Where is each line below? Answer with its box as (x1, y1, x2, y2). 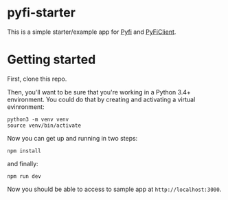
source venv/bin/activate (7, 122, 81, 129)
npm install (7, 147, 41, 154)
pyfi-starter (7, 5, 76, 21)
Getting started (7, 52, 96, 68)
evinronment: (7, 102, 45, 111)
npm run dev (7, 172, 41, 180)
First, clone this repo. (7, 74, 67, 83)
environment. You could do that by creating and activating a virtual (7, 95, 196, 103)
